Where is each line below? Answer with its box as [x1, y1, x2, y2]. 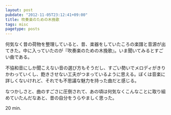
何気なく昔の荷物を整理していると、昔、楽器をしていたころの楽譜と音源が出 [5, 41, 166, 48]
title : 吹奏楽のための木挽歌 [5, 17, 60, 22]
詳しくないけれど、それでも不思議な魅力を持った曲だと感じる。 [5, 78, 139, 84]
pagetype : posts [5, 27, 40, 32]
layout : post [5, 7, 33, 13]
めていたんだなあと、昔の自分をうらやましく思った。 [5, 95, 117, 101]
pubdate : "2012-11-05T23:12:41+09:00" [5, 12, 88, 17]
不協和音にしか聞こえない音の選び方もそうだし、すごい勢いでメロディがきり [5, 65, 166, 71]
